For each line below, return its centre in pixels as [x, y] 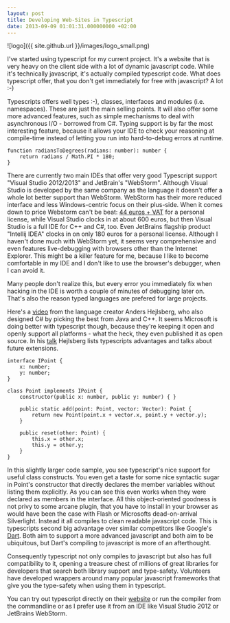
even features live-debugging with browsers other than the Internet [102, 249]
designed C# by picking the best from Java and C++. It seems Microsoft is [113, 319]
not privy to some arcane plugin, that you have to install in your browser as [113, 507]
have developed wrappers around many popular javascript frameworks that [114, 578]
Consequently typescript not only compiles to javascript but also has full [109, 556]
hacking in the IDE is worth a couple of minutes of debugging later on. [106, 291]
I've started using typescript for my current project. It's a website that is [108, 59]
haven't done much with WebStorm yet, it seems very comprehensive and [112, 241]
